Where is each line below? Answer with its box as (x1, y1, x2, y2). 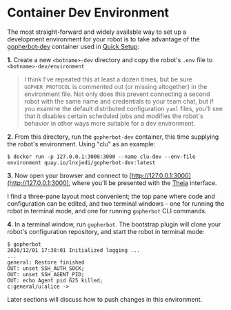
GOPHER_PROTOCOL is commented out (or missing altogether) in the (23, 82, 208, 90)
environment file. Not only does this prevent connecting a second (23, 90, 210, 98)
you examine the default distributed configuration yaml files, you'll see (23, 104, 223, 113)
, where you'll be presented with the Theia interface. (68, 178, 217, 187)
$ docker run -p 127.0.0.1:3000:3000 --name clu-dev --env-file (7, 153, 196, 160)
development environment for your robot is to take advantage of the (7, 35, 200, 43)
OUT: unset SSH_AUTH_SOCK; (7, 264, 85, 272)
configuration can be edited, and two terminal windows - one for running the (7, 199, 225, 208)
